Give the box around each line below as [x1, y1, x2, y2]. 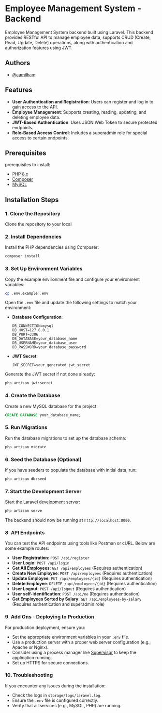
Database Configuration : [12, 314, 63, 320]
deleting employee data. [12, 114, 60, 120]
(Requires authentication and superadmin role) [12, 601, 105, 607]
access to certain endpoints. [12, 135, 69, 141]
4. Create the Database [5, 392, 60, 399]
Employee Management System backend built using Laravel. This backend [5, 29, 154, 35]
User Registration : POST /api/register [12, 555, 89, 561]
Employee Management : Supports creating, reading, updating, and [12, 109, 147, 115]
